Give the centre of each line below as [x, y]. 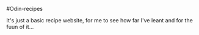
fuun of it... [20, 27]
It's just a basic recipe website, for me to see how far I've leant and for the [100, 20]
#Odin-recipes [24, 9]
